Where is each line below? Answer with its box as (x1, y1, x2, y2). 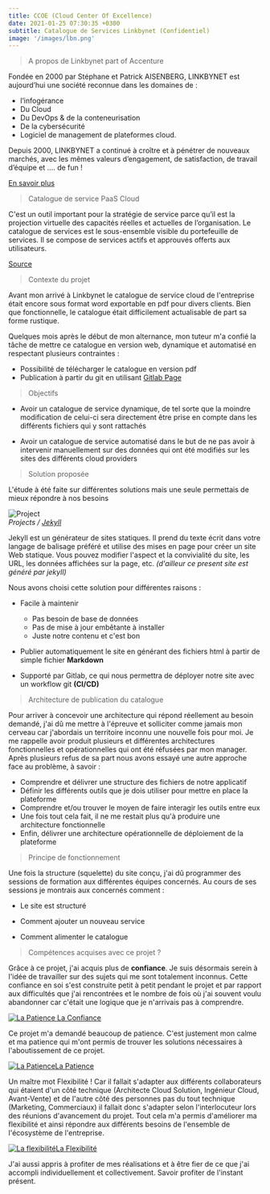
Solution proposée (27, 470, 90, 479)
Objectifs (27, 388, 59, 398)
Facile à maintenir (19, 598, 79, 608)
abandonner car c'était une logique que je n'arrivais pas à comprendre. (8, 998, 244, 1007)
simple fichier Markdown (19, 655, 104, 665)
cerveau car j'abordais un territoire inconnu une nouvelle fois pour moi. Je (8, 728, 254, 737)
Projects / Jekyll (8, 518, 62, 527)
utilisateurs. (8, 244, 47, 253)
